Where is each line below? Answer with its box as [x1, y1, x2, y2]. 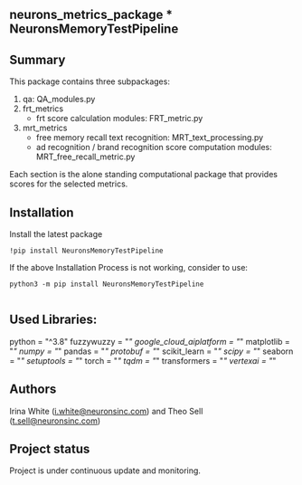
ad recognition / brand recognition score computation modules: [35, 142, 273, 153]
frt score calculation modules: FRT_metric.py [35, 113, 203, 124]
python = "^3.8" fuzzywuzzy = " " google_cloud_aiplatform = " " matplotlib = [9, 336, 291, 347]
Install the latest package [9, 229, 103, 240]
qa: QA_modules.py [22, 94, 96, 105]
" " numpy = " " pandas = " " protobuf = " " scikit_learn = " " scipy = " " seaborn [9, 346, 294, 357]
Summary [9, 52, 66, 67]
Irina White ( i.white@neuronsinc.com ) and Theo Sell [9, 405, 203, 416]
